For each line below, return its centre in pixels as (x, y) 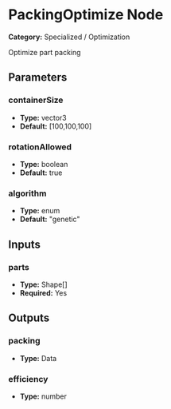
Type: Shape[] (43, 284)
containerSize (36, 100)
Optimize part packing (45, 52)
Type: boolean (44, 164)
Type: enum (40, 211)
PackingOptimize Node (86, 15)
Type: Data (38, 358)
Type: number (43, 396)
